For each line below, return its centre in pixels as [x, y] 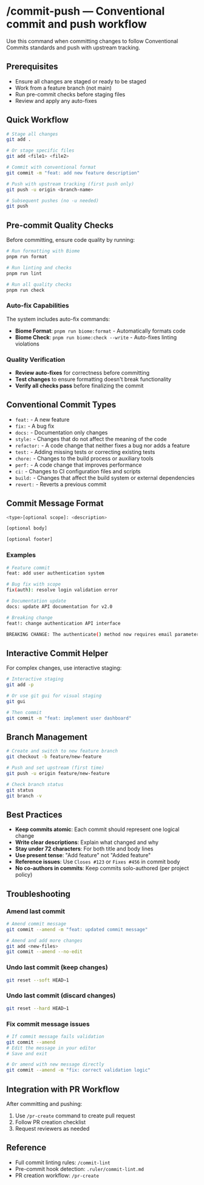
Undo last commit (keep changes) [57, 967]
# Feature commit [28, 568]
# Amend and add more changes [45, 940]
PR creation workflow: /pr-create [57, 1175]
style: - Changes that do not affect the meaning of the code [91, 439]
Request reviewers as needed [52, 1128]
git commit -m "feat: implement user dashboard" [69, 718]
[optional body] [27, 528]
